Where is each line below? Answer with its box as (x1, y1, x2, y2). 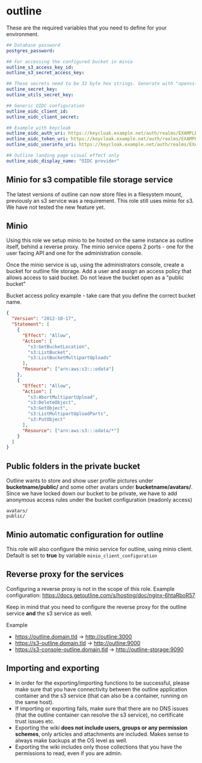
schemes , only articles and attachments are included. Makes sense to (14, 730, 189, 738)
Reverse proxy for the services (6, 569, 124, 579)
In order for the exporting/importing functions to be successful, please (14, 679, 190, 687)
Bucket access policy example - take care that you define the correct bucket (6, 292, 196, 299)
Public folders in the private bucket (6, 461, 140, 471)
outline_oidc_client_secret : (6, 114, 79, 120)
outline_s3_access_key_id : (6, 64, 74, 70)
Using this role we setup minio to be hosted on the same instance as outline (6, 236, 194, 244)
